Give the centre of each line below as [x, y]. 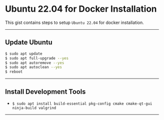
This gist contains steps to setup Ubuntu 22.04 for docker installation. [74, 22]
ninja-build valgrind [34, 108]
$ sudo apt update [24, 54]
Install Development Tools [45, 91]
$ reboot [14, 72]
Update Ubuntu [29, 42]
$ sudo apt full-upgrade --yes [37, 58]
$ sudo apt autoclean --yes [34, 67]
